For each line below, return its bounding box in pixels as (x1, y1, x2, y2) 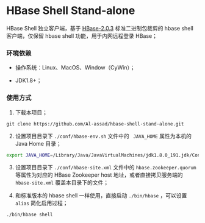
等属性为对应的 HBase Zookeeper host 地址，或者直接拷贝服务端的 (15, 171, 183, 179)
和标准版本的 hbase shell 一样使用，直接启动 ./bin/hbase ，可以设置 (15, 192, 187, 199)
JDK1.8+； (15, 77, 42, 84)
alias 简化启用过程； (15, 199, 68, 207)
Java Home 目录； (15, 140, 62, 147)
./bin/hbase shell (6, 211, 53, 218)
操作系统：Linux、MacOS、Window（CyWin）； (15, 64, 135, 71)
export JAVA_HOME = (6, 152, 53, 158)
